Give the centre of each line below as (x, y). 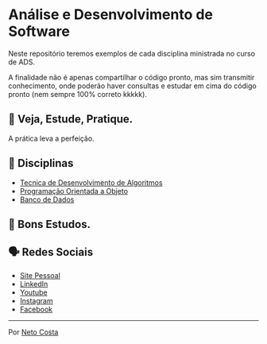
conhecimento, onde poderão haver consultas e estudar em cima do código (132, 86)
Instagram (36, 300)
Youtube (33, 292)
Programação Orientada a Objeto (74, 191)
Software (39, 31)
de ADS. (22, 62)
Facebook (36, 309)
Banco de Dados (47, 199)
